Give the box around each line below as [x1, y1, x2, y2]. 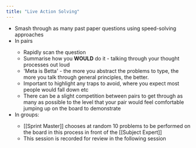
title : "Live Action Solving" [6, 8, 80, 15]
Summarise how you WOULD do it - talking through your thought [23, 55, 180, 62]
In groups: [14, 111, 40, 118]
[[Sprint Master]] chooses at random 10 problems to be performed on [23, 122, 191, 129]
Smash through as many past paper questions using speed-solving [14, 25, 177, 32]
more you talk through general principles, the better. [23, 73, 149, 80]
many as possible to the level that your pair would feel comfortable [23, 98, 184, 106]
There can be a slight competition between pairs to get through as [23, 92, 183, 99]
